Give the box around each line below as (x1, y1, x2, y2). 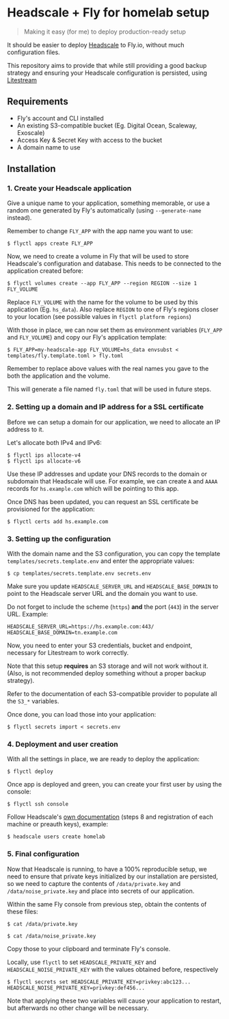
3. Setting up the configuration (7, 534, 111, 543)
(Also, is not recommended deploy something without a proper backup (7, 669, 206, 678)
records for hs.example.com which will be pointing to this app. (7, 484, 179, 492)
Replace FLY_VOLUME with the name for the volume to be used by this (7, 298, 198, 307)
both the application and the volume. (7, 372, 111, 380)
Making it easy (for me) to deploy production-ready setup (23, 27, 187, 36)
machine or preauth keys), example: (7, 820, 108, 828)
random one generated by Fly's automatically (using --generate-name (7, 206, 202, 215)
